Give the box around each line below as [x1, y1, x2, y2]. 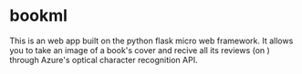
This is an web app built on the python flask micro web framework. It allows [9, 35, 294, 46]
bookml [9, 5, 68, 26]
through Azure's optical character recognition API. [9, 54, 198, 65]
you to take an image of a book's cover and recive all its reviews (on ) [9, 44, 271, 55]
